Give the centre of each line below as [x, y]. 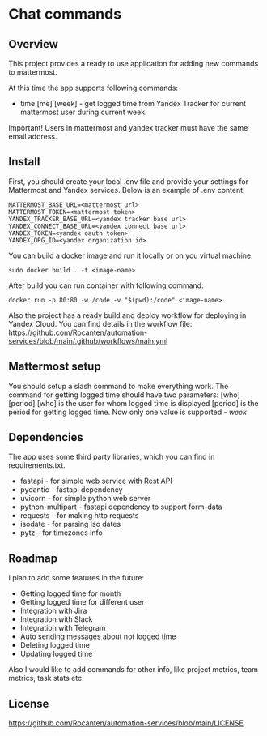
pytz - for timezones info [61, 533]
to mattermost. [33, 72]
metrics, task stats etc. [46, 678]
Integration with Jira [53, 611]
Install [24, 162]
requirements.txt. [37, 465]
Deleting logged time [55, 645]
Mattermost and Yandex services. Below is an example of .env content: [127, 190]
